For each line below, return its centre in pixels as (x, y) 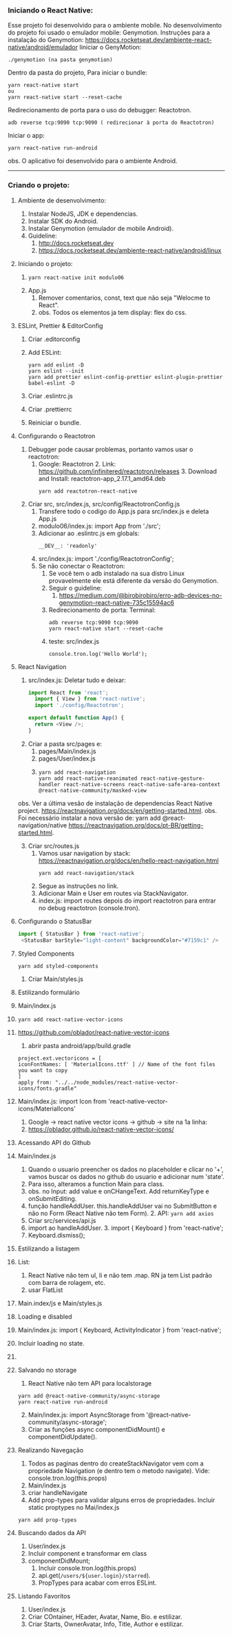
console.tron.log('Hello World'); (98, 654)
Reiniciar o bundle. (54, 422)
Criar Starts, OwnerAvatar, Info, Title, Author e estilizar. (106, 1624)
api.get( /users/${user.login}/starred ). (94, 1575)
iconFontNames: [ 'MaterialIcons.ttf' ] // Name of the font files (116, 1064)
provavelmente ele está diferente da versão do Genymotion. (134, 580)
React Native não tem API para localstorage (90, 1383)
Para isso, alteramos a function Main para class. (96, 1184)
